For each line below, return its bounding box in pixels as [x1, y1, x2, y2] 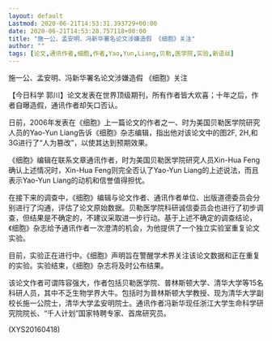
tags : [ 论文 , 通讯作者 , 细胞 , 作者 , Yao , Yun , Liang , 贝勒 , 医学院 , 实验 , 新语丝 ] [8, 50, 235, 58]
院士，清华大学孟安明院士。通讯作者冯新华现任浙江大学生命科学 [43, 298, 257, 308]
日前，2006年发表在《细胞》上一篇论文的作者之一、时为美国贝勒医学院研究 [8, 118, 261, 127]
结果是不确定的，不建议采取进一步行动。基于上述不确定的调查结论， [29, 213, 257, 222]
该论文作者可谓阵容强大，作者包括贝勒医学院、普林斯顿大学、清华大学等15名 [8, 278, 264, 287]
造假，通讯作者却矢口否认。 [29, 101, 122, 110]
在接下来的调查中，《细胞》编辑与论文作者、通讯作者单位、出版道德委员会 [8, 192, 253, 202]
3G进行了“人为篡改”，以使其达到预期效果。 [8, 138, 152, 147]
